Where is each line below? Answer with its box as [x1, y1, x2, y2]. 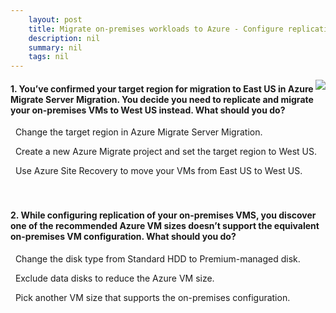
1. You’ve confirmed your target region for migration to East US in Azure [10, 82, 314, 95]
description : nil [28, 33, 101, 43]
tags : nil [28, 52, 70, 62]
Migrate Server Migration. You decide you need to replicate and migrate [10, 93, 314, 105]
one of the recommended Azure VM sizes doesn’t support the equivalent [10, 219, 320, 231]
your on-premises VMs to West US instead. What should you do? [10, 104, 286, 116]
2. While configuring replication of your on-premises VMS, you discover [10, 209, 317, 221]
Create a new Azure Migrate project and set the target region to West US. [14, 146, 318, 158]
